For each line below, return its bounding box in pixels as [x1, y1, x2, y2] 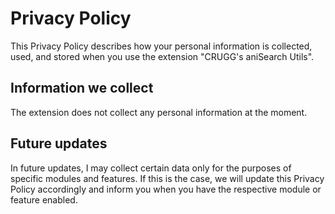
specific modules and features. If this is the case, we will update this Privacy [10, 172, 325, 184]
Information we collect [10, 80, 154, 97]
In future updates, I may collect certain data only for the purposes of [10, 162, 292, 174]
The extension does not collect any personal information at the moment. [10, 106, 308, 118]
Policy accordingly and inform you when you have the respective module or [10, 183, 322, 195]
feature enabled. [10, 193, 78, 206]
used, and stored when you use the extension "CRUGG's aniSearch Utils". [10, 50, 315, 62]
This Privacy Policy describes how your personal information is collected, [10, 40, 313, 52]
